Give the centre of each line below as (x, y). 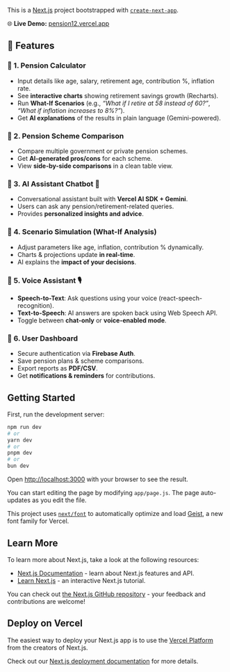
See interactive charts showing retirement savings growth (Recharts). (118, 95)
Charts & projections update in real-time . (76, 254)
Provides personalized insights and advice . (80, 214)
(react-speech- (181, 298)
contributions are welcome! (46, 601)
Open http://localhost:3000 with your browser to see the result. (98, 479)
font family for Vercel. (38, 521)
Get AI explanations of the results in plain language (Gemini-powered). (119, 118)
